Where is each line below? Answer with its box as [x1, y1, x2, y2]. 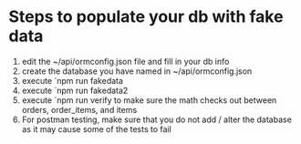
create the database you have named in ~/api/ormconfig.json [21, 66, 253, 77]
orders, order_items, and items [21, 104, 138, 115]
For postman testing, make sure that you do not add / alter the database [21, 114, 293, 125]
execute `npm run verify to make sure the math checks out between [21, 94, 277, 106]
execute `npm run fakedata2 [21, 85, 129, 96]
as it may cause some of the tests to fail [21, 123, 172, 134]
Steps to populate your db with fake [8, 6, 284, 27]
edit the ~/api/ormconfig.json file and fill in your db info [21, 56, 230, 67]
